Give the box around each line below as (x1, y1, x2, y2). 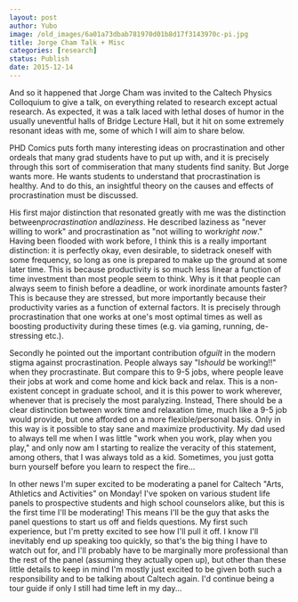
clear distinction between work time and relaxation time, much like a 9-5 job (9, 404, 287, 415)
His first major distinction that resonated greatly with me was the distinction (9, 207, 286, 218)
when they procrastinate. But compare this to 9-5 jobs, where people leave (9, 367, 284, 377)
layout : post (9, 12, 58, 22)
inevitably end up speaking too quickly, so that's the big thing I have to (9, 535, 268, 546)
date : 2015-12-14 (9, 63, 74, 72)
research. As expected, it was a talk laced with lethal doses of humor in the (9, 106, 285, 117)
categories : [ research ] (9, 46, 98, 55)
